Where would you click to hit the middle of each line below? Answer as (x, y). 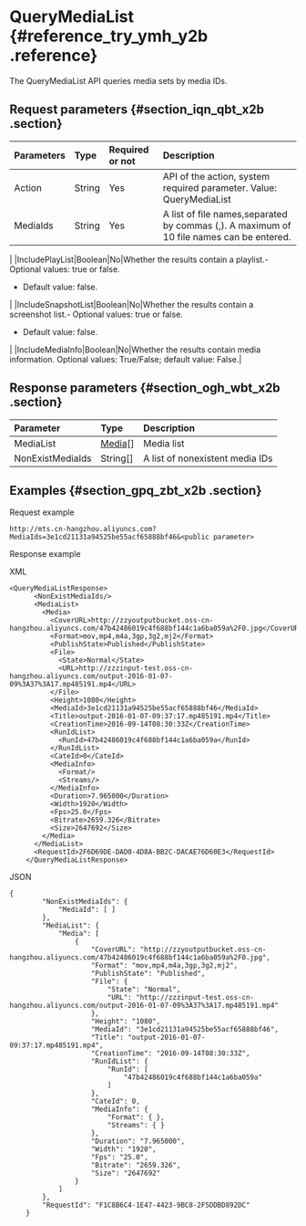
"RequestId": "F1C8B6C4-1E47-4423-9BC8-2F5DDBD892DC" (146, 1205)
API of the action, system (216, 176)
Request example (42, 512)
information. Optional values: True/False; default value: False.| (126, 359)
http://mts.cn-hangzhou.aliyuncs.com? (83, 529)
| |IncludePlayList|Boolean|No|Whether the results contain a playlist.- (139, 259)
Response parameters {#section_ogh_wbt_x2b (145, 388)
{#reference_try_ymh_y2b (109, 36)
